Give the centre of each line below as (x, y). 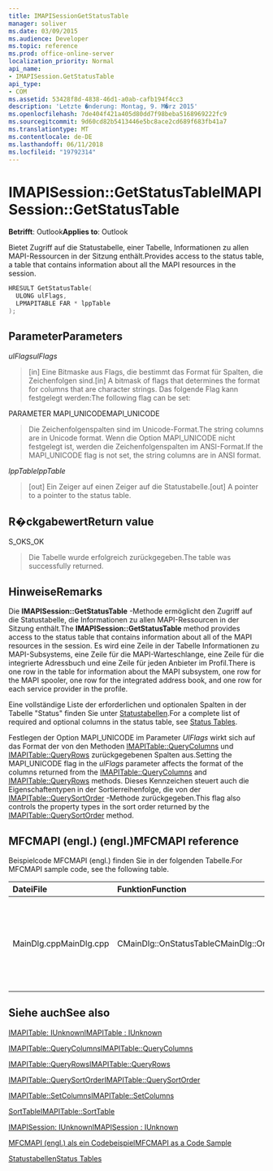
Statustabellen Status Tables (55, 1158)
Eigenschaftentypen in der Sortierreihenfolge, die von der (105, 790)
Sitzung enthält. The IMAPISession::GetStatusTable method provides (124, 629)
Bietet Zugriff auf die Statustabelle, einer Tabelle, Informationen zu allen (129, 248)
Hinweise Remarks (56, 591)
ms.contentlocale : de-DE (50, 137)
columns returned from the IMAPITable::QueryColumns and (108, 772)
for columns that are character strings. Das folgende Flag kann (133, 389)
